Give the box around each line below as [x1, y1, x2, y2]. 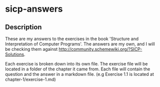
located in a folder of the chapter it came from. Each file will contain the [5, 66, 150, 72]
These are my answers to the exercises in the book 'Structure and [5, 36, 139, 42]
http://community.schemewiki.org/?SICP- [59, 46, 143, 52]
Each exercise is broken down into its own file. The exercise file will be [5, 61, 148, 66]
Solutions [5, 51, 25, 57]
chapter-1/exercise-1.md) [5, 77, 56, 82]
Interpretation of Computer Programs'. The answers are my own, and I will [5, 41, 155, 47]
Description [5, 23, 42, 31]
